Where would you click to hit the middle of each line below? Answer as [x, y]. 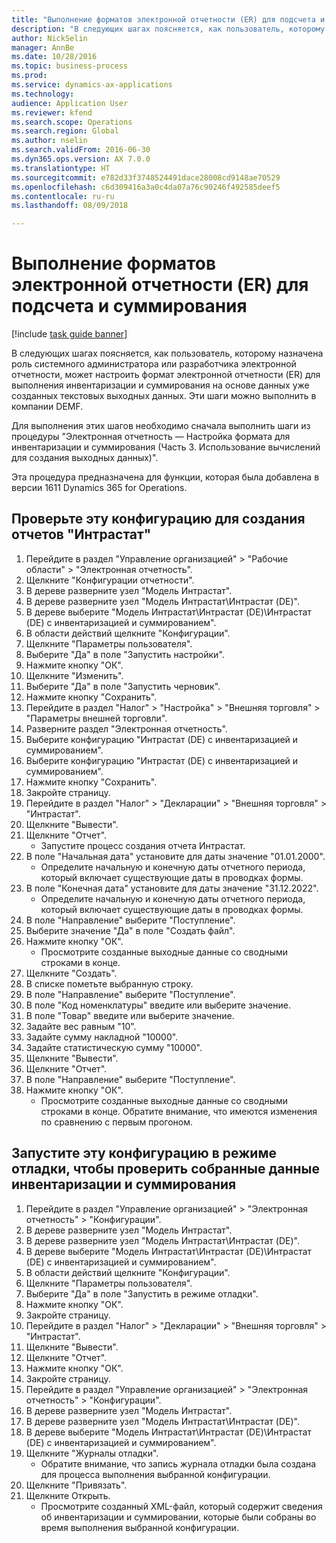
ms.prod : [29, 76]
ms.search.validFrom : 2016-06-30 [81, 150]
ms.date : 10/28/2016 [54, 57]
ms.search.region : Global [65, 131]
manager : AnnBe [43, 47]
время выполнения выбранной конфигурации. [139, 1527]
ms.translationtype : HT [61, 168]
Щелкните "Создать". [71, 973]
